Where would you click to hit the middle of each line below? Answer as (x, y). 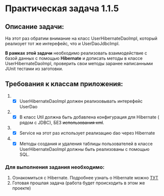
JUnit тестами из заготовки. (34, 69)
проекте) (22, 188)
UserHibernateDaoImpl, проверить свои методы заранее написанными (79, 63)
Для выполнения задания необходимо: (55, 167)
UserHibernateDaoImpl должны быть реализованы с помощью (84, 149)
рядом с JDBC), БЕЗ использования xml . (62, 122)
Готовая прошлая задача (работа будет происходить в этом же (79, 183)
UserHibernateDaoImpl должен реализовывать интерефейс (81, 101)
